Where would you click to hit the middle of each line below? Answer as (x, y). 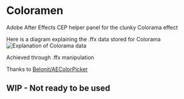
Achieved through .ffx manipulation (50, 57)
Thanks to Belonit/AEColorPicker (47, 69)
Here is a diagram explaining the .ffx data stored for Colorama (83, 39)
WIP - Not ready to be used (58, 88)
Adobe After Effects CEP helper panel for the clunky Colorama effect (92, 27)
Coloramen (35, 11)
